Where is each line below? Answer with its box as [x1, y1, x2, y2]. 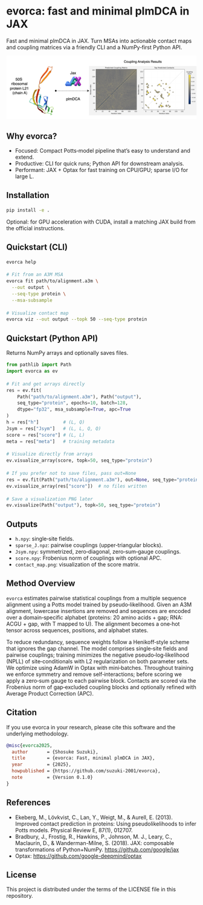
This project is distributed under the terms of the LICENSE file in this [6, 886, 176, 893]
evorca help [6, 259, 36, 265]
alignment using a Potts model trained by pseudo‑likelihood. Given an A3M [6, 601, 192, 608]
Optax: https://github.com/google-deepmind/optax [14, 852, 142, 860]
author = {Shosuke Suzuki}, [11, 749, 98, 755]
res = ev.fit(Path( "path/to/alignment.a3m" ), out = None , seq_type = [6, 477, 177, 483]
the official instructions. [6, 224, 65, 231]
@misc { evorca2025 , [6, 742, 53, 749]
